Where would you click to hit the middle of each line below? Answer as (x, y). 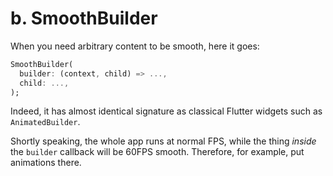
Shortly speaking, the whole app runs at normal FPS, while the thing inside (163, 141)
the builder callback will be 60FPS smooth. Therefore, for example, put (157, 152)
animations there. (46, 163)
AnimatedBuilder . (45, 122)
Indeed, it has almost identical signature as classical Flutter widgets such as (166, 111)
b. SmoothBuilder (84, 18)
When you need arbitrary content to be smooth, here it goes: (135, 46)
